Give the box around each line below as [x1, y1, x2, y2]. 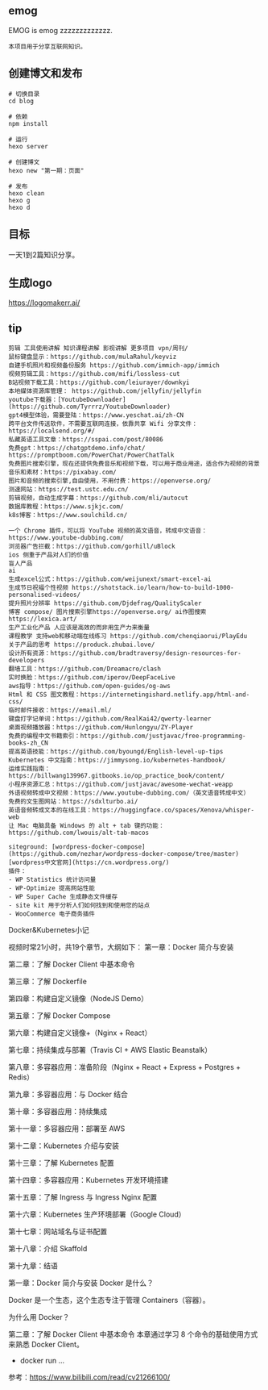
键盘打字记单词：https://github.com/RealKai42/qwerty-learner [8, 715, 212, 723]
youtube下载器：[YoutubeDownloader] [8, 396, 126, 404]
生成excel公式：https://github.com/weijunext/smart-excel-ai [8, 575, 212, 583]
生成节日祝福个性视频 [8, 584, 68, 592]
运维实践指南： [8, 765, 51, 773]
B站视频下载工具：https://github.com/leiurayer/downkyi [8, 378, 190, 387]
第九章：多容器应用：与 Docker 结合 [8, 1090, 129, 1100]
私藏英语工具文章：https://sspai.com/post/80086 [8, 436, 163, 444]
